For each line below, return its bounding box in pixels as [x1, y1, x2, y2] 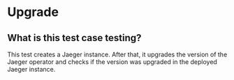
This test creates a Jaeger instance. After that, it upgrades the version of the [7, 50, 228, 58]
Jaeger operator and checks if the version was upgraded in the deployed [7, 58, 218, 66]
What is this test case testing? [7, 32, 142, 44]
